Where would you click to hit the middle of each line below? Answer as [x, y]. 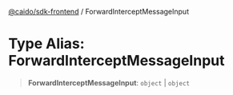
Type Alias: [47, 44]
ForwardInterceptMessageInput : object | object [109, 82]
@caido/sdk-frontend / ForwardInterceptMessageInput [99, 12]
